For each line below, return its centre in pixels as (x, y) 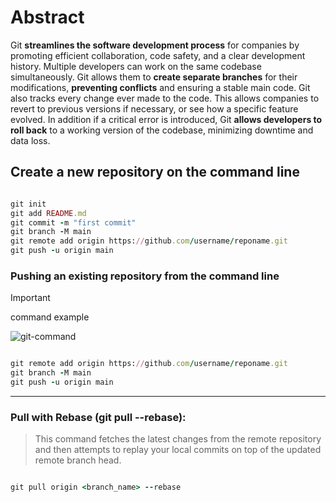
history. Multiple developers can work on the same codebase (136, 66)
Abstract (47, 17)
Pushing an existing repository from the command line (145, 276)
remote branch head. (78, 460)
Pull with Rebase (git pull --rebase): (98, 417)
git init (28, 204)
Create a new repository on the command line (155, 172)
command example (50, 317)
